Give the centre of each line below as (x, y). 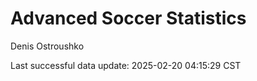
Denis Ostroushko (47, 46)
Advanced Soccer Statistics (128, 18)
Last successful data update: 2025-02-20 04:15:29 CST (126, 65)
